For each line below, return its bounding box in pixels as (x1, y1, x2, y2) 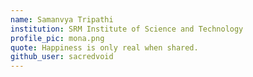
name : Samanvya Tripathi (10, 14, 114, 25)
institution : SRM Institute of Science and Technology (10, 24, 244, 34)
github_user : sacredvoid (10, 52, 114, 62)
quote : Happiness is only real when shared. (10, 42, 199, 53)
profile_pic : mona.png (10, 33, 105, 43)
